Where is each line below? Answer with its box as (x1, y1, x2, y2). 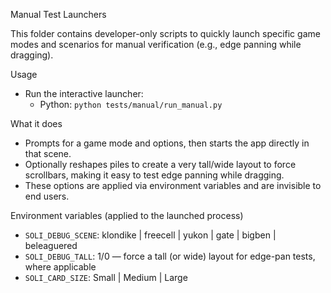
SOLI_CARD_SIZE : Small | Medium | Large (24, 272, 188, 283)
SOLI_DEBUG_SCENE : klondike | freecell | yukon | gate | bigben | (24, 229, 277, 241)
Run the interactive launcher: (24, 88, 144, 99)
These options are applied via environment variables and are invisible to (24, 180, 322, 191)
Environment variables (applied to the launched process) (10, 210, 244, 221)
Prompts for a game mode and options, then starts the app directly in (24, 137, 310, 149)
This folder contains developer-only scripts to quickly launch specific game (10, 28, 321, 39)
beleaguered (24, 240, 78, 251)
